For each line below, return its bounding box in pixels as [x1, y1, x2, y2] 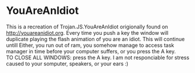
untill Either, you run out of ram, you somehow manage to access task [6, 42, 175, 49]
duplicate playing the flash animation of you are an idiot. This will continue [6, 35, 185, 42]
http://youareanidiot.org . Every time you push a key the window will [6, 29, 169, 36]
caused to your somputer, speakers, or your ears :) [6, 60, 129, 67]
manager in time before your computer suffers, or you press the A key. [6, 48, 176, 54]
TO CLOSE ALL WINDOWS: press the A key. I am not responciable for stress [6, 54, 190, 61]
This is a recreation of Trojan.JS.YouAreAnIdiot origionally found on [6, 23, 169, 30]
